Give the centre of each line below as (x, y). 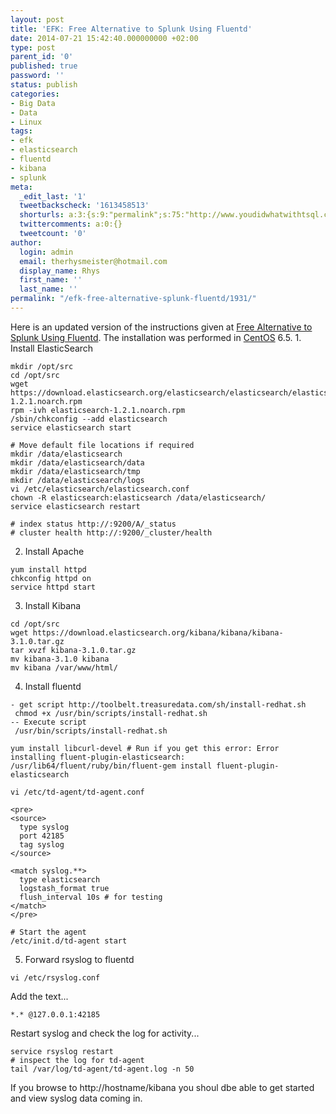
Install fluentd (53, 686)
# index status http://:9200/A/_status (93, 524)
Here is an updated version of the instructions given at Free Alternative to (161, 327)
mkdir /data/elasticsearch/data (77, 462)
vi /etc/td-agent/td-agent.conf (77, 792)
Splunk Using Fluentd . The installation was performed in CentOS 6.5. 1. (156, 337)
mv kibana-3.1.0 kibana (60, 659)
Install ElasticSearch (52, 348)
